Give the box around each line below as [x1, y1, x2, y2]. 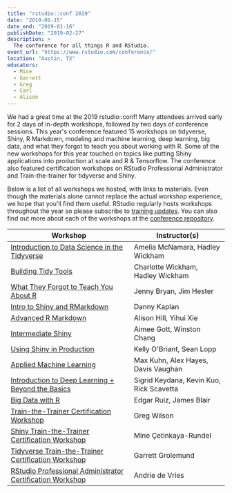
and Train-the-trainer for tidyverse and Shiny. [7, 171, 137, 180]
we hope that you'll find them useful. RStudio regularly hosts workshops [7, 200, 213, 207]
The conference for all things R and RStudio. [13, 42, 150, 49]
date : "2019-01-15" [7, 17, 64, 24]
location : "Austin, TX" [7, 55, 76, 62]
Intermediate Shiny [10, 329, 72, 338]
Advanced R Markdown [10, 313, 87, 322]
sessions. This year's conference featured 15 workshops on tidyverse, [7, 127, 207, 136]
